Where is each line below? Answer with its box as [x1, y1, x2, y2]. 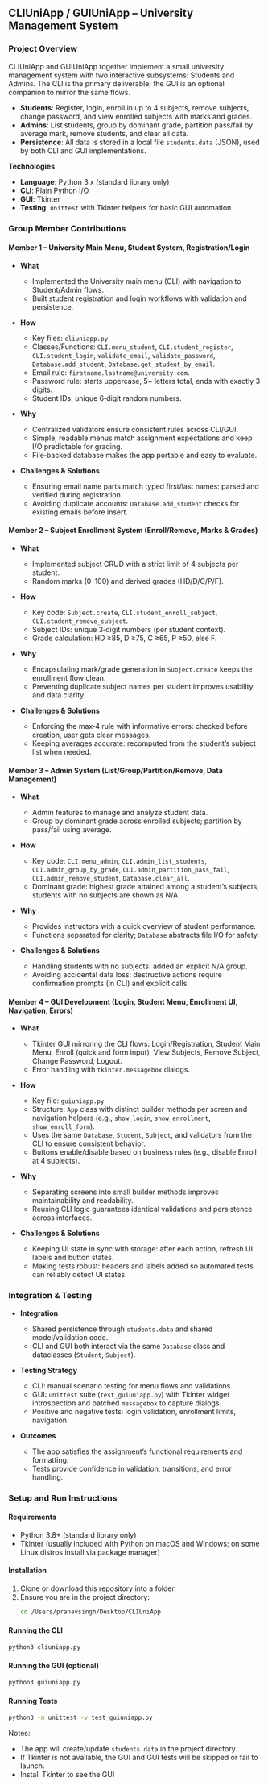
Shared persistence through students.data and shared [31, 1324, 213, 1334]
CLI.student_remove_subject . [31, 616, 129, 626]
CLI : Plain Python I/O [19, 185, 89, 195]
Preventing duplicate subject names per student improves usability [31, 681, 254, 692]
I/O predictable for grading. [31, 441, 123, 451]
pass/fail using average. [31, 825, 112, 835]
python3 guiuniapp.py [8, 1679, 81, 1687]
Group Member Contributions [8, 223, 126, 234]
